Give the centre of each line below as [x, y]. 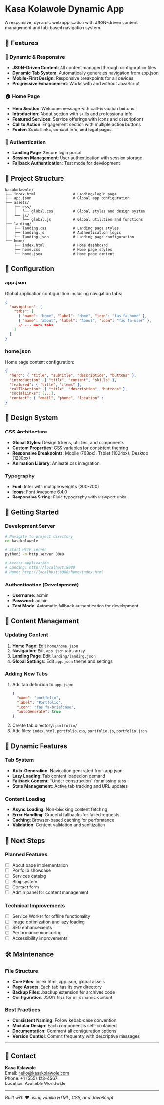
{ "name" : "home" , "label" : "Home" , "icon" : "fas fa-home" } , [82, 316]
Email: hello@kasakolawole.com [37, 1073]
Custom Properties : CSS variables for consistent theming [70, 448]
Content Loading [25, 799]
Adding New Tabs [26, 674]
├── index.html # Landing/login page [61, 194]
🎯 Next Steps [25, 840]
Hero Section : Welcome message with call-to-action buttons [73, 108]
